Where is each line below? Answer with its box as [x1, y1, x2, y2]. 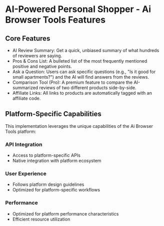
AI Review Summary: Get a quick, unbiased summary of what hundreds [12, 48, 159, 53]
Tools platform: [5, 128, 36, 134]
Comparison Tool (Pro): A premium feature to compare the [12, 79, 133, 85]
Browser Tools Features [5, 14, 106, 26]
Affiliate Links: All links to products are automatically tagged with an [12, 90, 152, 96]
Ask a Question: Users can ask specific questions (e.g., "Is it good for [12, 69, 156, 75]
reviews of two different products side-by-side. [39, 85, 136, 91]
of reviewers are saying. [12, 53, 62, 59]
